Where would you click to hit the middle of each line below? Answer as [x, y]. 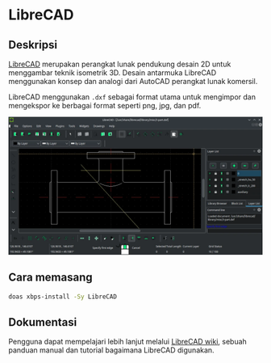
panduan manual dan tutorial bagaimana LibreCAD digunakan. [112, 350]
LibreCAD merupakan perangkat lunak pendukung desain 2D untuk [120, 64]
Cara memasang [50, 278]
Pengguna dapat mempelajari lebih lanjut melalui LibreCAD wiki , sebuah [128, 342]
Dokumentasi [43, 322]
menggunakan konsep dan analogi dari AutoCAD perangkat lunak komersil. [133, 81]
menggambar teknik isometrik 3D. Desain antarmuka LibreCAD [113, 73]
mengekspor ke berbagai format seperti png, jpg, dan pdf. [105, 106]
